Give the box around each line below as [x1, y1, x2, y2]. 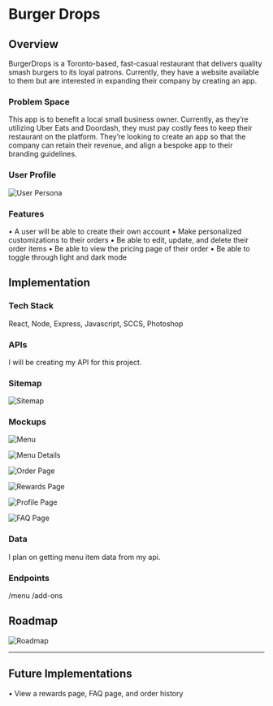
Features [8, 208, 45, 219]
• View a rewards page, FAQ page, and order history [8, 688, 184, 698]
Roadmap [8, 614, 58, 628]
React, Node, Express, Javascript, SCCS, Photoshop [8, 318, 184, 329]
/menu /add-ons [8, 591, 63, 601]
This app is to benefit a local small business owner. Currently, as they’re [8, 114, 249, 124]
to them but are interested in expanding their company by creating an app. [8, 76, 258, 85]
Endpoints [8, 572, 50, 583]
